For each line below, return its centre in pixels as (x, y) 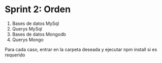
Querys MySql (27, 28)
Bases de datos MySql (36, 23)
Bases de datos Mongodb (39, 34)
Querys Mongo (28, 40)
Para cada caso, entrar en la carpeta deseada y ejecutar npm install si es (81, 49)
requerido (15, 55)
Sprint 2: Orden (38, 9)
